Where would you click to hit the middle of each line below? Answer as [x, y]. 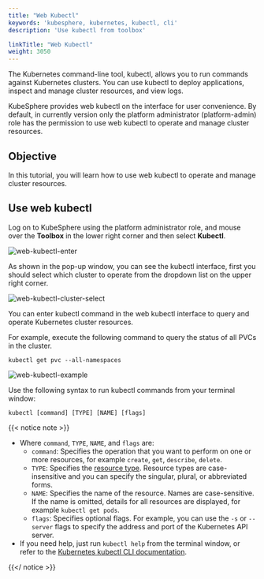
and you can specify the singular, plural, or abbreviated [158, 476]
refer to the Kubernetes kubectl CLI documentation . [103, 551]
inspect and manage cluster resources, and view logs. [96, 91]
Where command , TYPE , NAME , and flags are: [87, 443]
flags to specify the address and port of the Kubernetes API [151, 526]
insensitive [49, 476]
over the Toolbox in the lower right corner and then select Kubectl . [117, 235]
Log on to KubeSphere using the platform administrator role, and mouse [125, 227]
